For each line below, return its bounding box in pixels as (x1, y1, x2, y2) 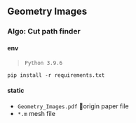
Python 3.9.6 (24, 59, 63, 66)
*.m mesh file (17, 109, 56, 117)
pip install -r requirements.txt (7, 71, 105, 79)
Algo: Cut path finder (7, 27, 81, 36)
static (7, 87, 25, 95)
